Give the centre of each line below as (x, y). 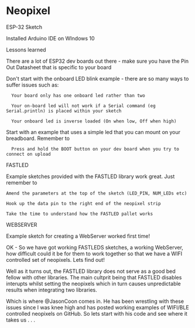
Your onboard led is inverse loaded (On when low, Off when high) (94, 121)
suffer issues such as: (32, 85)
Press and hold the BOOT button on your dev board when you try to (95, 149)
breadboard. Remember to (38, 138)
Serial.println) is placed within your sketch (64, 111)
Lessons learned (26, 49)
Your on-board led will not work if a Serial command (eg (84, 106)
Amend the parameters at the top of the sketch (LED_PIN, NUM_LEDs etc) (97, 193)
